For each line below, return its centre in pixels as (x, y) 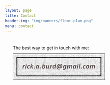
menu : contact (20, 26)
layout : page (18, 10)
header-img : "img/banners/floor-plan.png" (49, 21)
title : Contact (21, 15)
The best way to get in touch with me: (51, 48)
